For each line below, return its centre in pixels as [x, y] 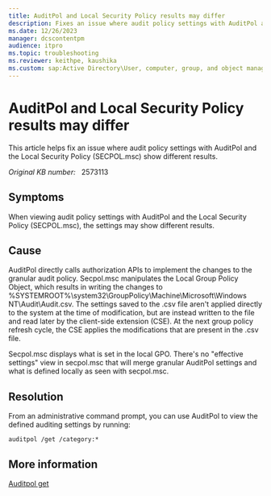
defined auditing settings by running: [69, 425]
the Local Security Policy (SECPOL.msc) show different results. [113, 156]
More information [53, 464]
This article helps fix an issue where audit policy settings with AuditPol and [132, 148]
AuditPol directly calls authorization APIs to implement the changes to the [130, 270]
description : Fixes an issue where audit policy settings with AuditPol [133, 23]
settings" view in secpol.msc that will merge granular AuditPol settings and [133, 363]
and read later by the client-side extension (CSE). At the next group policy [131, 321]
